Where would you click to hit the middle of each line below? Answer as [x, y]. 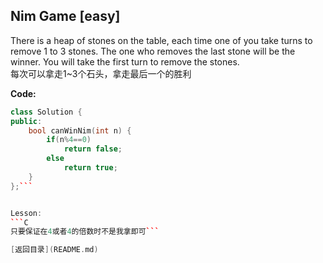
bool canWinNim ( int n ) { [80, 130]
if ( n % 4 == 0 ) [69, 140]
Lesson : [26, 213]
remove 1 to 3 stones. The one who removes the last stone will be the [153, 51]
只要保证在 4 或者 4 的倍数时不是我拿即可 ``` [85, 232]
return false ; [93, 149]
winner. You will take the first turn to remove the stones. [125, 61]
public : [26, 121]
